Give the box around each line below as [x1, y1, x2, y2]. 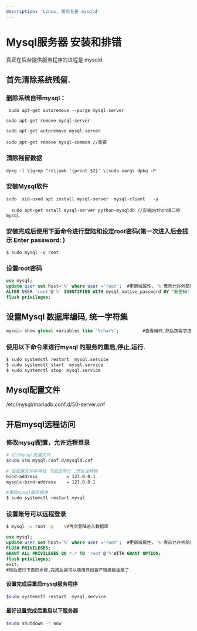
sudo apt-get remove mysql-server [6, 118, 91, 124]
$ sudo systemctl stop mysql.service [6, 367, 101, 373]
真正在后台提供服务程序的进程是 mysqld [6, 56, 103, 63]
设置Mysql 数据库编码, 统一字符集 [6, 312, 128, 322]
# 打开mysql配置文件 [6, 452, 51, 458]
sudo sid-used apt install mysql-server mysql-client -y [6, 196, 159, 202]
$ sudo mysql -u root [6, 250, 59, 255]
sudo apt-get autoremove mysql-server [6, 128, 101, 134]
